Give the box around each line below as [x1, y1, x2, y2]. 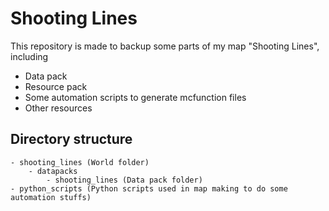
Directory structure [10, 131, 133, 148]
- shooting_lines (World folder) [10, 157, 150, 167]
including [10, 50, 49, 62]
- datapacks [28, 166, 78, 176]
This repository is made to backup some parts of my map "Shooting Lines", [10, 40, 320, 52]
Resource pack [24, 80, 88, 92]
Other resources [24, 102, 93, 114]
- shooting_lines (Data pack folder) [46, 175, 203, 185]
